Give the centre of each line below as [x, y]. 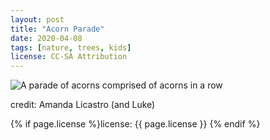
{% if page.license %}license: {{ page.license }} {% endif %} [135, 124]
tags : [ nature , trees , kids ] [71, 47]
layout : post [37, 19]
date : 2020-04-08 [46, 38]
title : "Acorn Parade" [57, 29]
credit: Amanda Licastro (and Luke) [83, 105]
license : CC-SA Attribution [69, 57]
